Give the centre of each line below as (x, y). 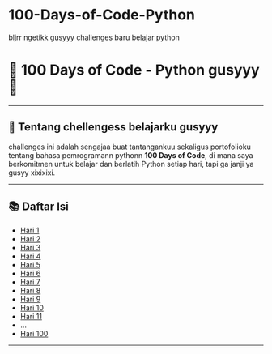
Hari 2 (30, 239)
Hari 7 (30, 282)
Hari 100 (34, 333)
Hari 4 (30, 256)
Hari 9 (30, 299)
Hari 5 (30, 264)
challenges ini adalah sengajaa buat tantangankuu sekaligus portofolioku (130, 147)
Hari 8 (30, 290)
